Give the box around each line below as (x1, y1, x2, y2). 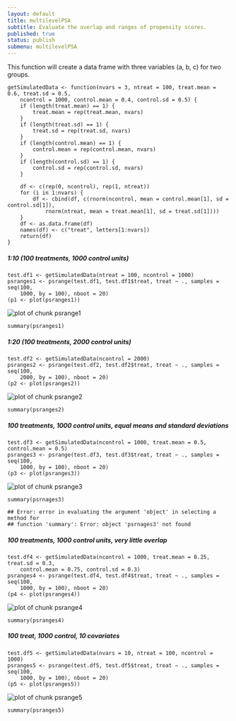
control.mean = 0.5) (7, 445, 69, 452)
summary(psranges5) (7, 706, 65, 714)
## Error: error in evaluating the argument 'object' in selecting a (7, 508, 217, 516)
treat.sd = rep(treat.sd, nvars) (33, 127, 131, 135)
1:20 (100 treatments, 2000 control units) (7, 337, 132, 346)
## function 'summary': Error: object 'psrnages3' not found (7, 521, 191, 528)
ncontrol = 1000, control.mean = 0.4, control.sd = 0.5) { (20, 96, 198, 103)
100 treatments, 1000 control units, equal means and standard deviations (7, 421, 229, 429)
